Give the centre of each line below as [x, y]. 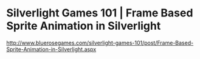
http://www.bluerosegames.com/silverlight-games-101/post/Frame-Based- [100, 43]
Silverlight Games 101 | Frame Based [100, 13]
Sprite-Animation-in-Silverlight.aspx [51, 49]
